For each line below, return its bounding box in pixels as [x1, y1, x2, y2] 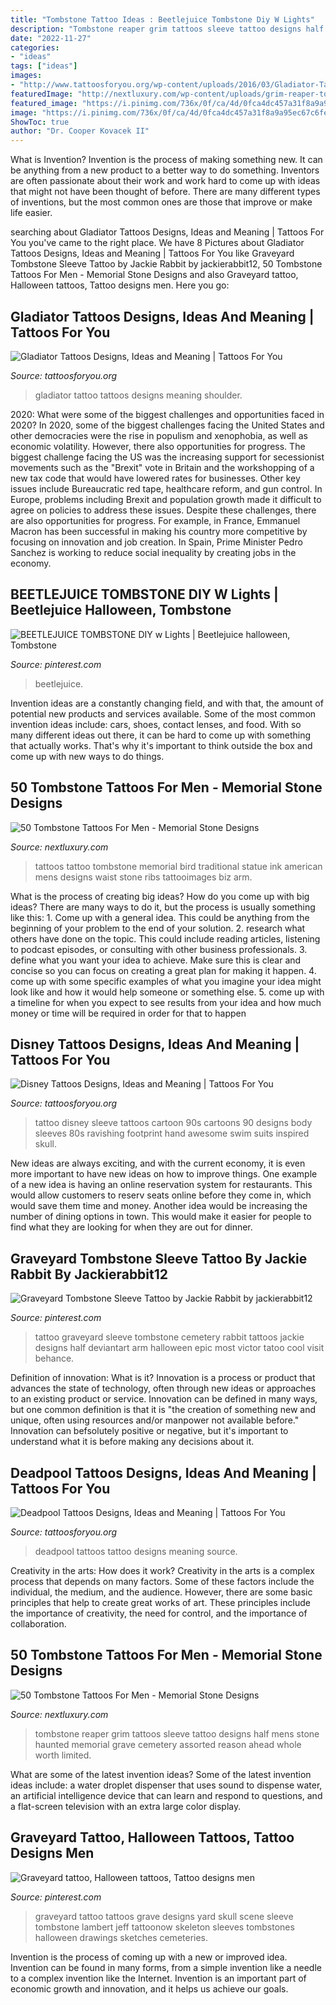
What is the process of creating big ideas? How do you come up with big [10, 890, 310, 902]
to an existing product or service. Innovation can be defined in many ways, [10, 1393, 318, 1405]
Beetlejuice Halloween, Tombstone [10, 602, 232, 619]
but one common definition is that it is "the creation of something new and [10, 1404, 317, 1416]
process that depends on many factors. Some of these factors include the [10, 1576, 315, 1587]
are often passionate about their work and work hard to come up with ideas [10, 175, 321, 187]
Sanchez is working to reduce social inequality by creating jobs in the [10, 546, 297, 558]
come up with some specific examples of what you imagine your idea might [10, 975, 322, 987]
